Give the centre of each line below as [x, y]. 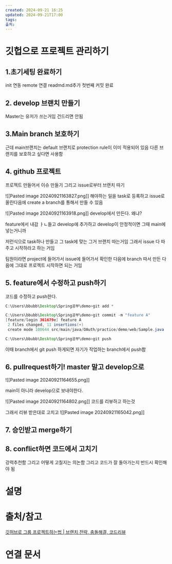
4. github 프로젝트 [33, 172]
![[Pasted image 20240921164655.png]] [47, 380]
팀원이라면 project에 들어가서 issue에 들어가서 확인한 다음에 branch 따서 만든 [83, 259]
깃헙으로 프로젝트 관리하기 [57, 51]
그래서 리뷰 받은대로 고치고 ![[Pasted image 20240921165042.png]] [75, 412]
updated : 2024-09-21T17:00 [34, 15]
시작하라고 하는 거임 [35, 248]
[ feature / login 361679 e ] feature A [43, 320]
